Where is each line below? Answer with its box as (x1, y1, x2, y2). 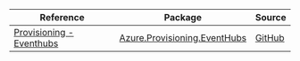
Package (163, 11, 203, 23)
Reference (39, 11, 85, 23)
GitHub (254, 32, 285, 43)
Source (254, 11, 287, 23)
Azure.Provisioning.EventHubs (119, 32, 247, 43)
